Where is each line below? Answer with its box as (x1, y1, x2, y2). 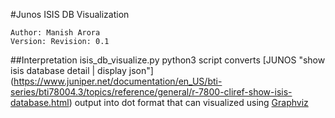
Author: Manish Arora (10, 28, 101, 38)
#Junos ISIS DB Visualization (10, 9, 130, 20)
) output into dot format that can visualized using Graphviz (68, 97, 309, 108)
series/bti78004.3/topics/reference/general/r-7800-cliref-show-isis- (10, 86, 293, 98)
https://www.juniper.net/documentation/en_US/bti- (13, 75, 223, 87)
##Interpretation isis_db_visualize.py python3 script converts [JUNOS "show (10, 54, 326, 66)
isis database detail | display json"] (10, 65, 154, 76)
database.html (10, 97, 70, 108)
